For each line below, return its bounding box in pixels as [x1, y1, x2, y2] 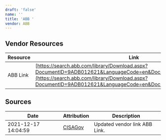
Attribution [63, 112, 89, 119]
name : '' [5, 12, 23, 17]
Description [112, 112, 140, 119]
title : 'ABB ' [5, 16, 35, 21]
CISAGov [63, 124, 84, 131]
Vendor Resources [5, 39, 64, 47]
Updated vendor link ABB [93, 121, 152, 128]
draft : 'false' [5, 7, 37, 12]
